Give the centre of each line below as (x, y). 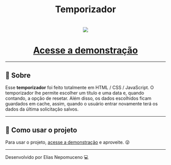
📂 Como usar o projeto (41, 130)
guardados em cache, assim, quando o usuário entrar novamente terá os (81, 104)
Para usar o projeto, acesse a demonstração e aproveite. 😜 (68, 142)
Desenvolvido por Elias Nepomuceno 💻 (47, 157)
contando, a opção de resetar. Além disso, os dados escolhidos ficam (78, 98)
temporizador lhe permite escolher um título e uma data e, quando (75, 93)
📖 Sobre (18, 75)
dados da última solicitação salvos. (42, 109)
